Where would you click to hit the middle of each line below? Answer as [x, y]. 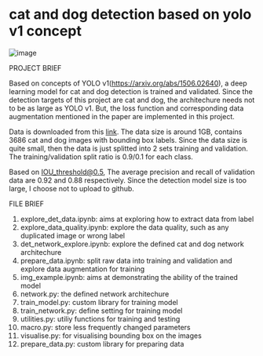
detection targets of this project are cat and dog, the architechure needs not [132, 100]
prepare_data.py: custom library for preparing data [102, 343]
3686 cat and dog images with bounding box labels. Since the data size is [128, 140]
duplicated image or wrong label [72, 235]
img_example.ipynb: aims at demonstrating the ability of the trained [129, 277]
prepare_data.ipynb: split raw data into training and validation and [126, 260]
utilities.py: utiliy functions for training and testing [100, 318]
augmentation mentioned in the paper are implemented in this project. [122, 116]
